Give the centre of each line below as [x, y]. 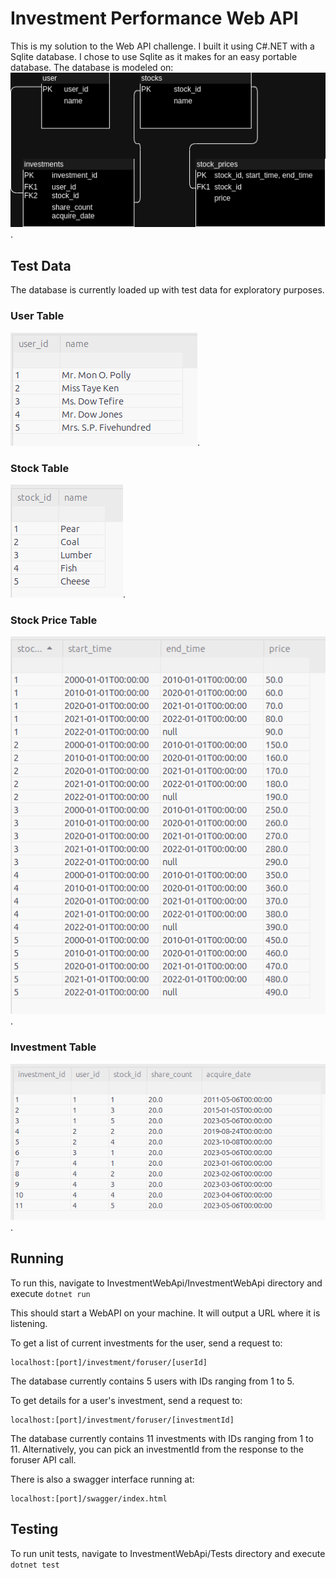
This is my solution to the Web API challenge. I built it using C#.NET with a [162, 46]
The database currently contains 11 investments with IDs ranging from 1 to [162, 1438]
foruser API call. [43, 1459]
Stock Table [40, 468]
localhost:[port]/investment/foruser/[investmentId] [122, 1420]
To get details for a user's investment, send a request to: [126, 1400]
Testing [34, 1529]
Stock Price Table [54, 620]
